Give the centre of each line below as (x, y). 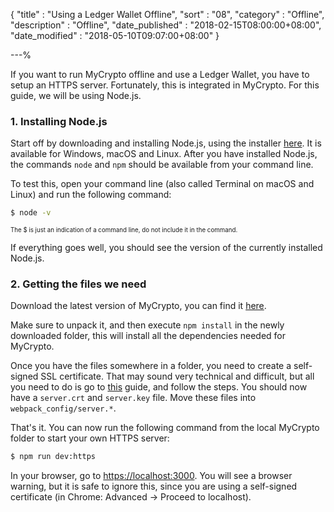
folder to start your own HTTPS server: (90, 438)
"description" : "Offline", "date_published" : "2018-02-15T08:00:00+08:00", (166, 25)
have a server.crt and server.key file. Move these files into (133, 398)
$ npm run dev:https (53, 457)
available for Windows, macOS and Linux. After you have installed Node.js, (164, 154)
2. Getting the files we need (78, 284)
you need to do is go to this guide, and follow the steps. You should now (159, 387)
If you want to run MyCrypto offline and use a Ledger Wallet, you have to (160, 74)
